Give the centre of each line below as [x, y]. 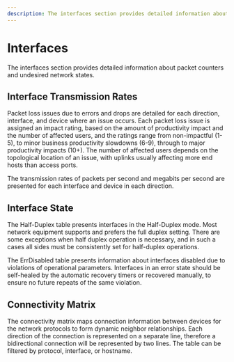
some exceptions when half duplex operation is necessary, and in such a [111, 239]
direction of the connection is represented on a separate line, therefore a [111, 336]
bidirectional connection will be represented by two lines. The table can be [114, 343]
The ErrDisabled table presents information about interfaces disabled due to [116, 260]
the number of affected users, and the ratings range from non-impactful [110, 136]
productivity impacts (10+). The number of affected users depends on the [113, 150]
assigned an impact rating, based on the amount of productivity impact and [115, 128]
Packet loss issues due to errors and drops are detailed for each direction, [114, 113]
